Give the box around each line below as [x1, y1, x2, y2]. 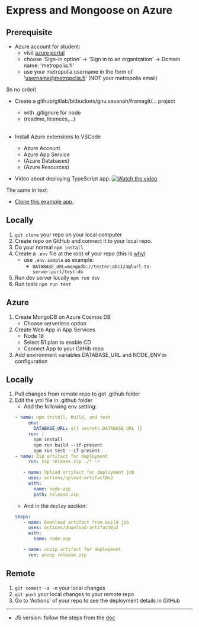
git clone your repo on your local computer [14, 231, 123, 238]
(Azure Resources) [23, 164, 70, 170]
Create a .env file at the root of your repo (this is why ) [14, 250, 146, 257]
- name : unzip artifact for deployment [23, 547, 121, 553]
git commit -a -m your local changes [14, 584, 105, 591]
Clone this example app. [14, 198, 74, 205]
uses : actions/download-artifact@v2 [28, 525, 119, 531]
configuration [14, 357, 48, 365]
